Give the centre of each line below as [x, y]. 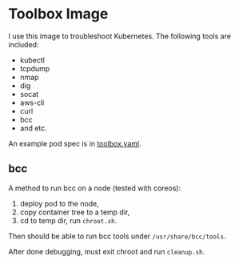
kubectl [32, 60]
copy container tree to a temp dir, [75, 212]
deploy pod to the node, [60, 203]
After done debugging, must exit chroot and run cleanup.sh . [107, 251]
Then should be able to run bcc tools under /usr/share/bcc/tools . [117, 236]
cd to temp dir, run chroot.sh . [68, 220]
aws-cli [32, 102]
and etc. [34, 128]
